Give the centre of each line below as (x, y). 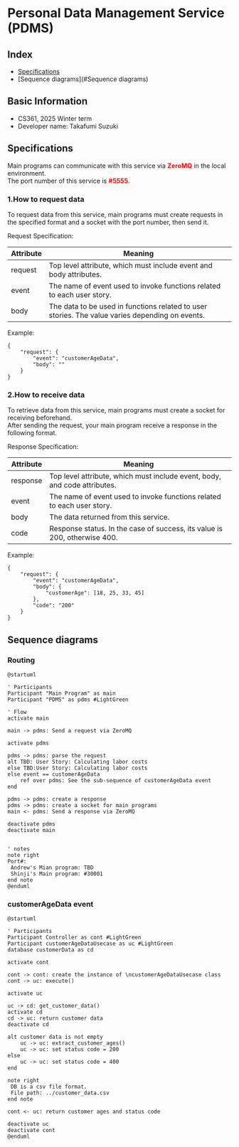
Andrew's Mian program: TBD (52, 868)
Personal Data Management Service (116, 13)
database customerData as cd (51, 950)
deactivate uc (28, 1124)
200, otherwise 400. (84, 538)
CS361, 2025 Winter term (55, 118)
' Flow (17, 712)
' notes (19, 849)
